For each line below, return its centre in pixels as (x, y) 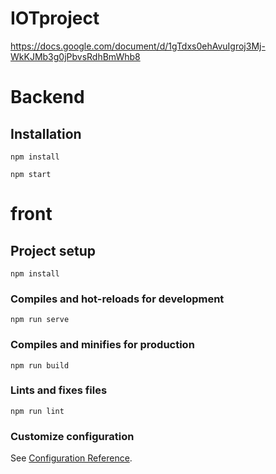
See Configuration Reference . (71, 458)
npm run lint (37, 411)
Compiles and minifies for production (102, 345)
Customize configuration (72, 436)
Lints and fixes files (59, 390)
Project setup (53, 250)
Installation (46, 133)
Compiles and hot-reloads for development (117, 299)
